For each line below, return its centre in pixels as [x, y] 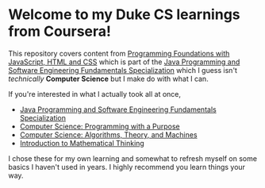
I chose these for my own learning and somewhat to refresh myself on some [133, 158]
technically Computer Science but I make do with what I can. [108, 79]
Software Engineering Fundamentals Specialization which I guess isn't [123, 70]
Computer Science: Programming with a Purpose [100, 126]
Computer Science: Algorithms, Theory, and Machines [108, 134]
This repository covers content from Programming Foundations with [119, 53]
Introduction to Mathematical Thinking [82, 143]
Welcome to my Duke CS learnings [124, 15]
